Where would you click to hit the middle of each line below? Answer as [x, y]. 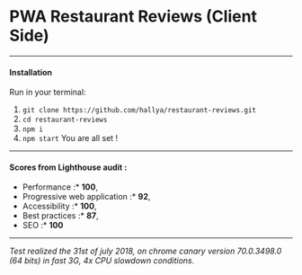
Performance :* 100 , [60, 187]
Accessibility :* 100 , [59, 206]
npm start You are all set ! [70, 138]
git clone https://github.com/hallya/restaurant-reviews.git [139, 111]
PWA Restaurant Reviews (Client [133, 17]
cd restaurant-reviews [65, 120]
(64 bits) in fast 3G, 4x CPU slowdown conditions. [102, 261]
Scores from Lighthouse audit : [68, 167]
